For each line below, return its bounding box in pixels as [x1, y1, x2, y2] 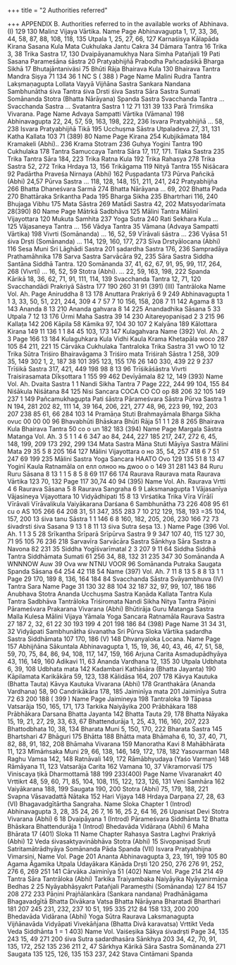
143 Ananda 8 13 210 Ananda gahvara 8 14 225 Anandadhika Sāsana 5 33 [7, 305, 221, 313]
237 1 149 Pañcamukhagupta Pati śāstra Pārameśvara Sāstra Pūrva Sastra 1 [7, 395, 227, 403]
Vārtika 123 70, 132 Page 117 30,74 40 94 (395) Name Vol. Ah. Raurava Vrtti [7, 477, 226, 486]
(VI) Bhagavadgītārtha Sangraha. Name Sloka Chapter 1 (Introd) [7, 800, 192, 808]
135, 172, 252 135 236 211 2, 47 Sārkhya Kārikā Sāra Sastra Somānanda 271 [7, 942, 225, 950]
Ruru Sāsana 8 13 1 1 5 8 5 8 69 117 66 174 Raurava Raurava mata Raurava [7, 469, 221, 478]
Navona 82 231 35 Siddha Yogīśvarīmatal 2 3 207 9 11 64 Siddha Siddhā [7, 545, 216, 553]
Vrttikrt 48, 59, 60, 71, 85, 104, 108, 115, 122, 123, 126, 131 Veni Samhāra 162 [7, 777, 225, 786]
